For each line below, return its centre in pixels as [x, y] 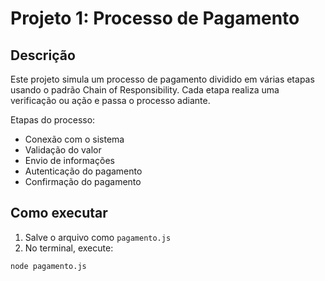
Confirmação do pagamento [83, 181]
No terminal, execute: [69, 248]
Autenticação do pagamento [83, 171]
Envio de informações [69, 160]
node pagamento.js [48, 266]
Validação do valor [63, 150]
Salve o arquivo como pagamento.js [98, 237]
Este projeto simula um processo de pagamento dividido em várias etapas [162, 79]
